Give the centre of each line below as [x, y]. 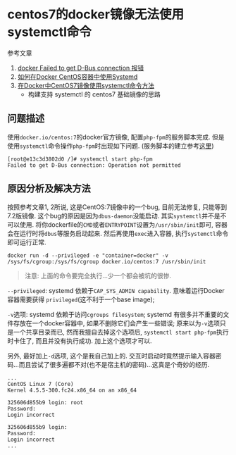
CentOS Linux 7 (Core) [41, 384]
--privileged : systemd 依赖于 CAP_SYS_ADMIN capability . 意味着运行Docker [116, 290]
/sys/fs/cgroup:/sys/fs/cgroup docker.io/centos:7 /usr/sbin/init [107, 261]
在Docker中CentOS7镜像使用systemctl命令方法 [86, 85]
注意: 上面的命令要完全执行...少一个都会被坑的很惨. [98, 275]
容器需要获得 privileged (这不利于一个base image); [81, 299]
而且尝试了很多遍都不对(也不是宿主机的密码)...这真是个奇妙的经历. [114, 364]
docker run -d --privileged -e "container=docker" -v [88, 255]
